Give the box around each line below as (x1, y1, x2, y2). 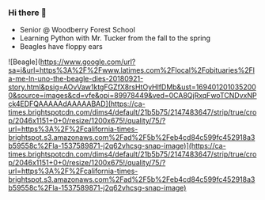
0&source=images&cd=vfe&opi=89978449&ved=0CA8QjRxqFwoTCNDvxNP (8, 91, 257, 100)
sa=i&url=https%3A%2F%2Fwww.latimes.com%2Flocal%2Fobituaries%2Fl (8, 66, 256, 75)
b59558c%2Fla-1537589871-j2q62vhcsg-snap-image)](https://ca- (8, 142, 227, 151)
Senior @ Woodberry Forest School (19, 25, 136, 35)
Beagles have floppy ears (19, 42, 103, 51)
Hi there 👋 (8, 7, 47, 18)
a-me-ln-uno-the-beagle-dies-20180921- (8, 74, 144, 84)
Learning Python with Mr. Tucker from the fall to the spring (19, 33, 211, 43)
